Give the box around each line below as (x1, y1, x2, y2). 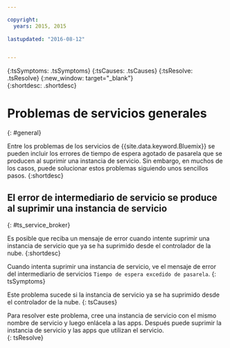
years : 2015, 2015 (13, 22, 67, 30)
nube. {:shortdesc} (7, 249, 61, 257)
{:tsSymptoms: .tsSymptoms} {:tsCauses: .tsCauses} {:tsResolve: (7, 67, 193, 75)
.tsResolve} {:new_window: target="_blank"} (7, 74, 134, 82)
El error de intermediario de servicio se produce (7, 191, 218, 203)
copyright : (7, 16, 39, 23)
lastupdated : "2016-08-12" (7, 35, 85, 42)
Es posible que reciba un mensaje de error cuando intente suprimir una (7, 234, 210, 243)
